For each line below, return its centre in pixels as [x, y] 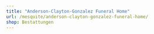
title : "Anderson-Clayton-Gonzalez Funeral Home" [68, 11]
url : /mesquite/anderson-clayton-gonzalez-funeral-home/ [77, 17]
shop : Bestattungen [30, 22]
